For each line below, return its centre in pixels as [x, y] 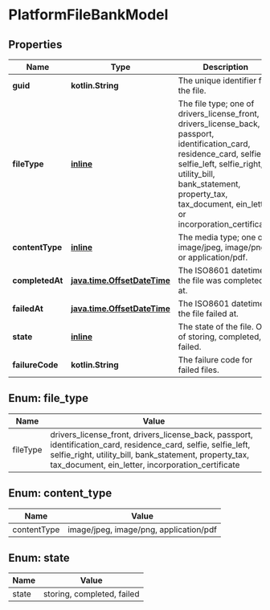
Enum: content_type [60, 493]
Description [226, 67]
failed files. [198, 370]
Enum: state [39, 558]
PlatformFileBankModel [88, 15]
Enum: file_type [49, 398]
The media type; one [217, 237]
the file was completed [221, 280]
